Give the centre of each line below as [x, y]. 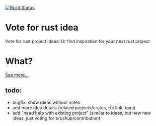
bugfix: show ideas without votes [46, 102]
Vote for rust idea [42, 28]
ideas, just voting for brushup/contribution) [56, 118]
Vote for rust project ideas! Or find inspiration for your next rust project [78, 41]
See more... [17, 75]
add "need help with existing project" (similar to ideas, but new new [81, 113]
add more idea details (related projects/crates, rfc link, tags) [74, 107]
